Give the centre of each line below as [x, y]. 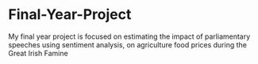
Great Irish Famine [39, 53]
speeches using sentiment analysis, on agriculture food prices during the [128, 44]
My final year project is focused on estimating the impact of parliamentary [129, 36]
